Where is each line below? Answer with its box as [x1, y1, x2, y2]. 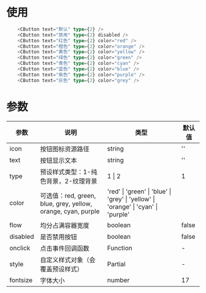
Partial [107, 259, 126, 268]
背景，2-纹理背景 [45, 177, 97, 185]
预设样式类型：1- [39, 168, 91, 176]
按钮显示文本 [39, 156, 77, 165]
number [107, 276, 130, 284]
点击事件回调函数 [39, 244, 90, 253]
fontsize [9, 276, 32, 284]
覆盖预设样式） [39, 264, 83, 273]
